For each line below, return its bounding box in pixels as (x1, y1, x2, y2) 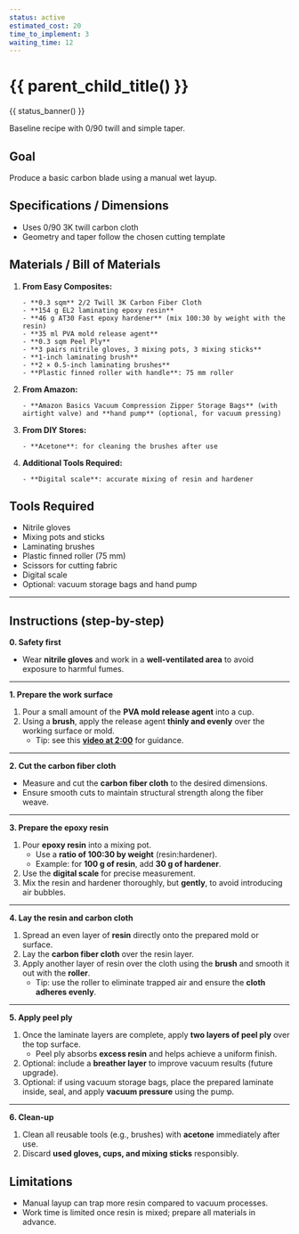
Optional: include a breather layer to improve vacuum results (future (21, 1058, 273, 1069)
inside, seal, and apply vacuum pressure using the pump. (21, 1086, 235, 1097)
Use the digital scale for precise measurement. (21, 868, 196, 879)
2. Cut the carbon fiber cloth (9, 761, 117, 772)
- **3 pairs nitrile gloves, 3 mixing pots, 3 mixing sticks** (21, 345, 263, 354)
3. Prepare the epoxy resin (9, 822, 109, 833)
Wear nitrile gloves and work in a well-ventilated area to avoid (21, 654, 254, 665)
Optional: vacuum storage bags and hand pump (21, 579, 198, 590)
